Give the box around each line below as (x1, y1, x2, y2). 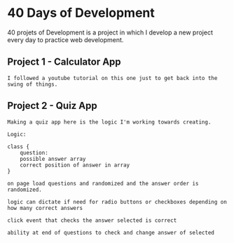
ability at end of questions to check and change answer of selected (7, 229, 215, 236)
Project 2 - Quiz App (7, 100, 97, 112)
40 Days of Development (7, 5, 156, 21)
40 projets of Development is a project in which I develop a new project (7, 28, 214, 37)
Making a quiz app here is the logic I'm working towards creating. (7, 118, 212, 126)
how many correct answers (7, 204, 83, 211)
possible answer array (20, 155, 86, 162)
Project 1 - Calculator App (7, 56, 121, 68)
